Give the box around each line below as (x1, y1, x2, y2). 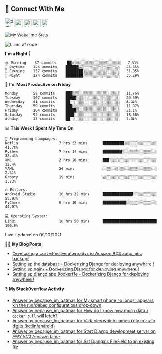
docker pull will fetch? (12, 313, 58, 319)
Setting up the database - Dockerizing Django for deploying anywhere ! (12, 261, 154, 267)
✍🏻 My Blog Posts (5, 241, 42, 247)
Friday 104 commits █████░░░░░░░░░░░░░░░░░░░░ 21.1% (5, 108, 137, 113)
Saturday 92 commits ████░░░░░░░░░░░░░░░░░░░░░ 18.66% (5, 112, 139, 117)
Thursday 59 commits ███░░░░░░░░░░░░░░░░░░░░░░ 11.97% (5, 103, 139, 108)
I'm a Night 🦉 (5, 51, 31, 56)
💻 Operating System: (5, 213, 48, 219)
